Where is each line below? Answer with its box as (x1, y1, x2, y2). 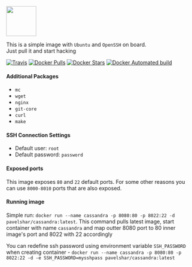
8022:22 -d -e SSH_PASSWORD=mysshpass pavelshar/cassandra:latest (6, 254, 175, 261)
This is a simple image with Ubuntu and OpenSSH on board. (6, 41, 147, 48)
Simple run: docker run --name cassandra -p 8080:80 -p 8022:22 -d (6, 211, 175, 219)
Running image (6, 198, 45, 205)
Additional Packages (6, 72, 59, 80)
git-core (14, 106, 37, 113)
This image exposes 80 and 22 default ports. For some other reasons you (6, 178, 185, 185)
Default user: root (14, 145, 59, 152)
